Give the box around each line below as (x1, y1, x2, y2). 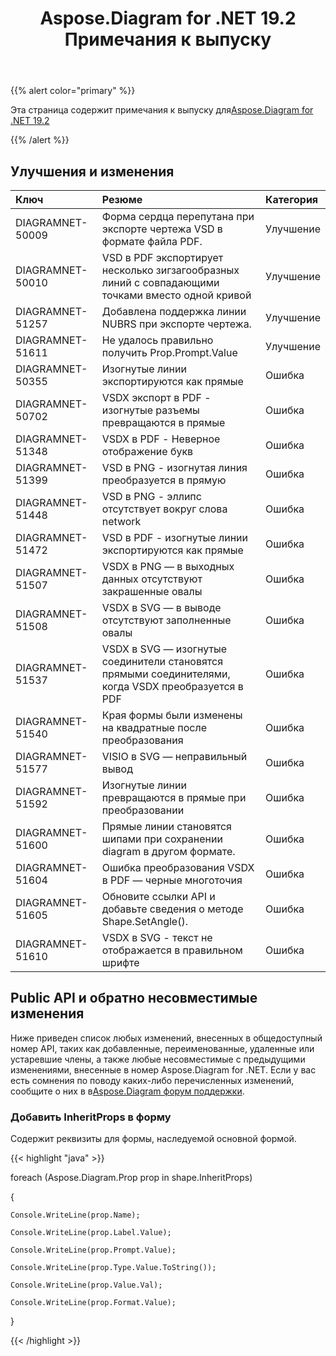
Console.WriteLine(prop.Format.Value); (10, 1298, 177, 1308)
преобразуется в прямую (101, 473, 227, 487)
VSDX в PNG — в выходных (101, 560, 235, 573)
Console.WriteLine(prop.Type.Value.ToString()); (10, 1263, 217, 1273)
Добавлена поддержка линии (101, 305, 247, 318)
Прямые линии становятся (101, 820, 232, 833)
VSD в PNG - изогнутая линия (101, 461, 248, 474)
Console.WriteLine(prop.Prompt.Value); (10, 1245, 177, 1256)
